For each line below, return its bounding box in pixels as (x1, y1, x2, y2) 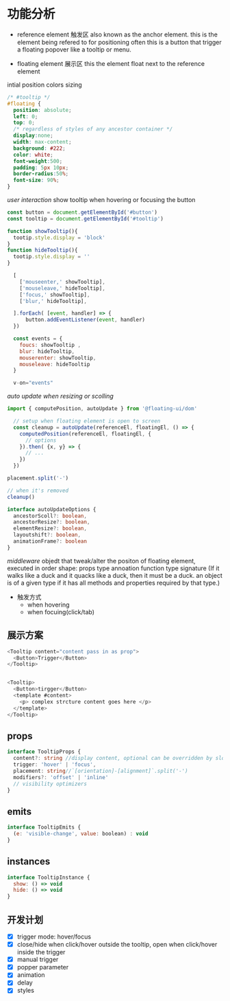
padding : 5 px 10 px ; (13, 164, 69, 171)
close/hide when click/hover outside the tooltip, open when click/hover (16, 941, 218, 949)
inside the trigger (16, 948, 66, 956)
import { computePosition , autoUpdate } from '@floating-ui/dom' (7, 405, 197, 412)
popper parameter (16, 963, 69, 971)
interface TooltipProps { (7, 748, 81, 756)
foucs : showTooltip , (19, 341, 81, 348)
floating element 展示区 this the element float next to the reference (16, 59, 205, 67)
